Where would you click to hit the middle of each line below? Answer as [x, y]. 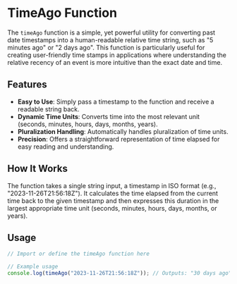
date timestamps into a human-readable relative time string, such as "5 [110, 39]
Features [27, 85]
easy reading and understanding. [66, 147]
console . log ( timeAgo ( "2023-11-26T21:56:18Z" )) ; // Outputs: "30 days [112, 273]
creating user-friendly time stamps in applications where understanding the [117, 55]
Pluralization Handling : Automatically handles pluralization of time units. [123, 131]
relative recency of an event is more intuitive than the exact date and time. [115, 62]
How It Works [38, 169]
